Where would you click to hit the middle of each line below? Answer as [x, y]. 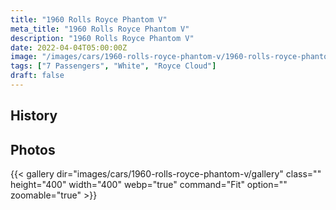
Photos [33, 149]
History [34, 116]
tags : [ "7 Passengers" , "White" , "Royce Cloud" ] [113, 66]
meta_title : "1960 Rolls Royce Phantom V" [100, 29]
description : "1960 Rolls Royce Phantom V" [102, 38]
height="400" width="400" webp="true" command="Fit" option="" [149, 185]
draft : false [37, 76]
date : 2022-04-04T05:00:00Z [69, 47]
